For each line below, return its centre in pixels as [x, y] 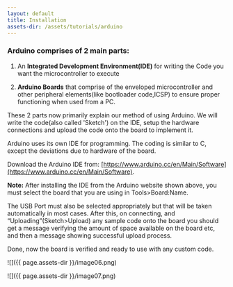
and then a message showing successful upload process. [90, 235]
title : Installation [37, 20]
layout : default [31, 14]
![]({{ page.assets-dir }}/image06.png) [62, 262]
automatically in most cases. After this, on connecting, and [91, 213]
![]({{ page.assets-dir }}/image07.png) [62, 276]
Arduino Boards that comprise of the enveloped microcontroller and [115, 87]
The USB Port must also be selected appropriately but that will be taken [110, 206]
